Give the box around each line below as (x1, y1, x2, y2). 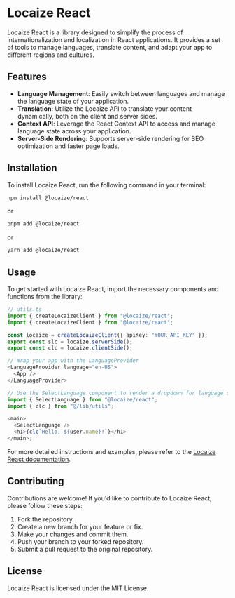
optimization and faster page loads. (17, 142, 120, 150)
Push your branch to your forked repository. (17, 537, 144, 545)
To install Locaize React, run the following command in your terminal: (7, 180, 206, 189)
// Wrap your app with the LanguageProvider (7, 357, 139, 364)
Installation (7, 162, 57, 174)
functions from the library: (7, 293, 83, 300)
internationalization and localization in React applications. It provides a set (7, 35, 221, 44)
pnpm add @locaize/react (7, 220, 80, 227)
